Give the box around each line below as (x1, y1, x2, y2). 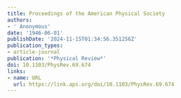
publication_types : (7, 42, 64, 49)
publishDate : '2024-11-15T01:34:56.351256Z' (7, 36, 137, 43)
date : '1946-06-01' (7, 29, 64, 37)
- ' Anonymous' (7, 23, 51, 30)
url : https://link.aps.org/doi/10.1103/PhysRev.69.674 (13, 81, 175, 88)
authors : (7, 17, 32, 23)
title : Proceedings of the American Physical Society (7, 10, 166, 17)
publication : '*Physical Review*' (7, 55, 107, 62)
